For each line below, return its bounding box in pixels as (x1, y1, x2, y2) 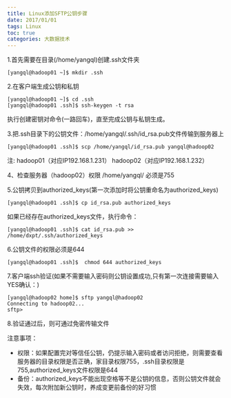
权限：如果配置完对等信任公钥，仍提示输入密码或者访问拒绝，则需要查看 (17, 349, 223, 357)
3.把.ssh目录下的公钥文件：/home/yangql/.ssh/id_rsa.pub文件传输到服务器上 (7, 130, 224, 138)
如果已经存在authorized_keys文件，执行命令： (7, 212, 139, 221)
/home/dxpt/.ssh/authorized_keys (7, 232, 103, 239)
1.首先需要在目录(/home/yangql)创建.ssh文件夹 (7, 56, 140, 64)
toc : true (7, 29, 36, 37)
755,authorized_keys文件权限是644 (17, 366, 119, 375)
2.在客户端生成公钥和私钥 (7, 82, 79, 90)
